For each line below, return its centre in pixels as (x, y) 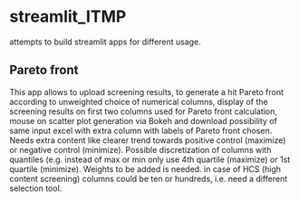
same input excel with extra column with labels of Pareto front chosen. (141, 130)
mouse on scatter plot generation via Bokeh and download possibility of (144, 120)
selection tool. (36, 188)
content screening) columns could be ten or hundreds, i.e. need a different (149, 178)
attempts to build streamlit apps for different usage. (105, 42)
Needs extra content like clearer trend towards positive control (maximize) (148, 140)
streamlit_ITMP (68, 17)
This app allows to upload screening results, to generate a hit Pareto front (146, 91)
